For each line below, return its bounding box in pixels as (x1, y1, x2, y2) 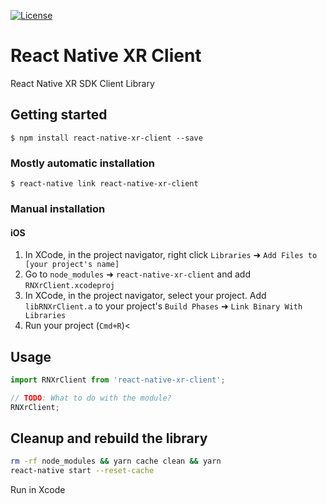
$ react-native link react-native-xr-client (10, 179, 199, 189)
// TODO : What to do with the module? (10, 393, 172, 403)
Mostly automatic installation (10, 156, 156, 170)
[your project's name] (24, 260, 120, 270)
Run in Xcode (10, 484, 66, 496)
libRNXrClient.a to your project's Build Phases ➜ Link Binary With (24, 300, 303, 312)
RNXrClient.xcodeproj (24, 281, 115, 291)
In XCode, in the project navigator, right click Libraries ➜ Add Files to (24, 249, 318, 261)
